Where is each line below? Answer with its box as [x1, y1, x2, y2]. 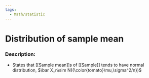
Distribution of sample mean [5, 33, 124, 44]
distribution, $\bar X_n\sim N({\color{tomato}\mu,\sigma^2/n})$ [12, 67, 142, 73]
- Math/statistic [9, 12, 45, 17]
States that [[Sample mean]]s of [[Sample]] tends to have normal [12, 62, 145, 68]
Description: [5, 50, 36, 57]
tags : [5, 7, 16, 12]
